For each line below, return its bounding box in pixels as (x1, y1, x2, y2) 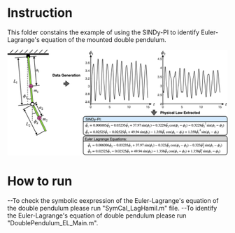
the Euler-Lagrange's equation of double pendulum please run (7, 211, 187, 220)
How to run (7, 173, 73, 189)
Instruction (7, 5, 73, 21)
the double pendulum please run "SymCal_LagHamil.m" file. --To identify (7, 204, 218, 212)
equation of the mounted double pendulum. (41, 35, 166, 43)
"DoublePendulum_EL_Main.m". (7, 218, 99, 227)
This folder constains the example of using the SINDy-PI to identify (7, 28, 200, 36)
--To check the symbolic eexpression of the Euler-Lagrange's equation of (7, 196, 219, 204)
